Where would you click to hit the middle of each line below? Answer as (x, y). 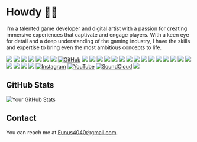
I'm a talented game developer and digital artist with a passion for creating (97, 28)
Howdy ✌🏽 (32, 12)
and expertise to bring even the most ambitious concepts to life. (84, 47)
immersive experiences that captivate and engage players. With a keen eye (98, 34)
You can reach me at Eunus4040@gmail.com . (62, 132)
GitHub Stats (30, 85)
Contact (21, 118)
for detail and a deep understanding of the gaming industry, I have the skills (98, 41)
